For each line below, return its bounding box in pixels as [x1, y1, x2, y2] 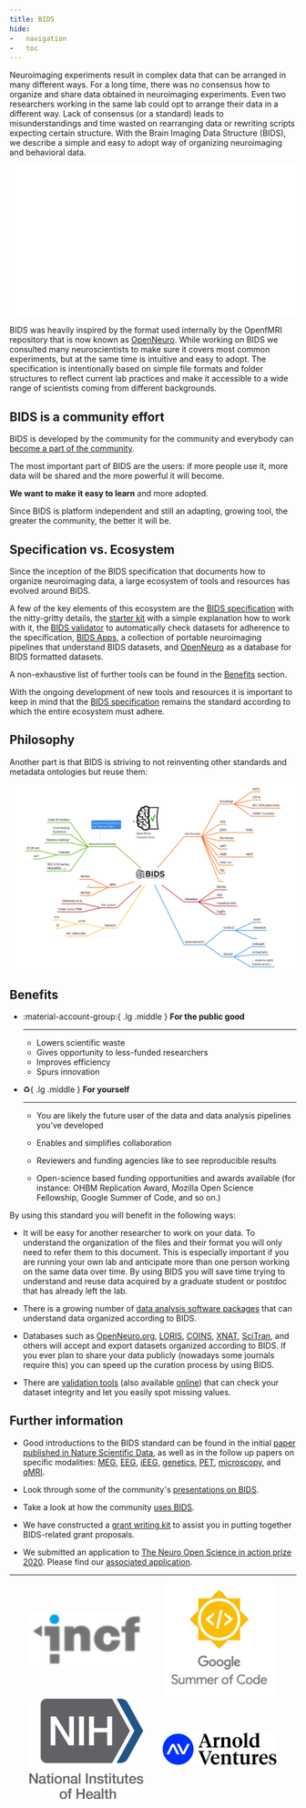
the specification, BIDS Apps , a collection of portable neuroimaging [9, 632, 262, 643]
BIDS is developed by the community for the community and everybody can [9, 434, 294, 444]
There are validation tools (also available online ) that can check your [22, 1377, 280, 1388]
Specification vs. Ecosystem [9, 542, 175, 557]
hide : [9, 24, 30, 34]
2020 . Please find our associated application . [22, 1556, 193, 1567]
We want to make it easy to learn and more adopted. [9, 488, 209, 499]
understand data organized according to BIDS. [22, 1313, 198, 1324]
